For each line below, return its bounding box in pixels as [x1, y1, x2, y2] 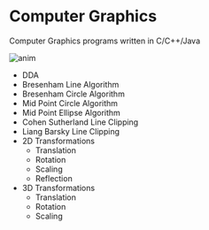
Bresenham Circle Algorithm [21, 88, 126, 99]
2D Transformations [21, 135, 96, 146]
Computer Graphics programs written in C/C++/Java [9, 35, 201, 46]
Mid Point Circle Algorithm [21, 97, 118, 108]
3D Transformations [21, 182, 96, 193]
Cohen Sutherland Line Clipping [21, 117, 139, 127]
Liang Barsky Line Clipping [21, 126, 120, 136]
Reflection [35, 172, 73, 183]
